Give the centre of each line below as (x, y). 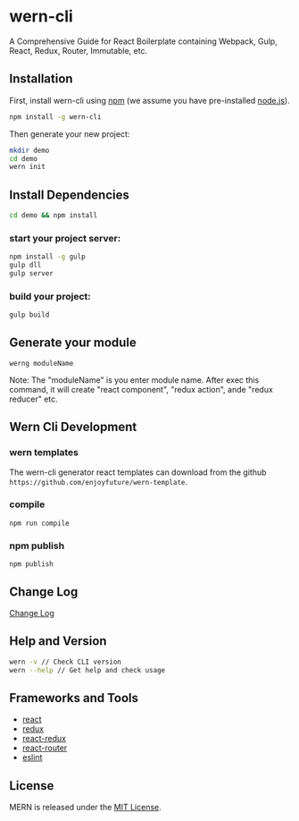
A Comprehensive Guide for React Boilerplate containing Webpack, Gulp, (144, 41)
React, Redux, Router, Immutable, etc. (79, 50)
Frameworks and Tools (74, 698)
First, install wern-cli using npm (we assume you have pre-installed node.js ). (149, 100)
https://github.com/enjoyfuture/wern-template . (99, 481)
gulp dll (25, 266)
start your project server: (65, 238)
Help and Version (58, 641)
